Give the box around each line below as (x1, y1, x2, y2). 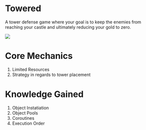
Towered (5, 3, 41, 14)
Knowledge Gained (5, 89, 84, 100)
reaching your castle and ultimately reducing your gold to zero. (5, 24, 131, 30)
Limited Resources (12, 66, 50, 72)
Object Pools (12, 110, 38, 116)
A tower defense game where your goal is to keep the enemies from (5, 19, 142, 25)
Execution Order (12, 120, 45, 126)
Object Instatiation (12, 105, 49, 111)
